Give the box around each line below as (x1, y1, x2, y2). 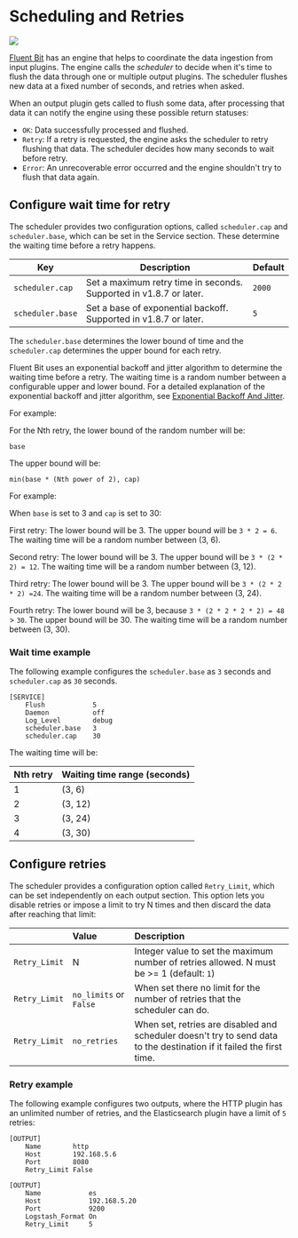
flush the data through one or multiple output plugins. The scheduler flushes (9, 71, 288, 82)
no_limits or (72, 988, 125, 1001)
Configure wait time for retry (9, 197, 171, 212)
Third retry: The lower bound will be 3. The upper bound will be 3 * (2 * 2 (9, 578, 282, 588)
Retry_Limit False (25, 1166, 93, 1175)
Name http (25, 1142, 90, 1152)
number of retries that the (134, 993, 241, 1005)
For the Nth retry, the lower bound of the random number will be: (9, 425, 246, 435)
